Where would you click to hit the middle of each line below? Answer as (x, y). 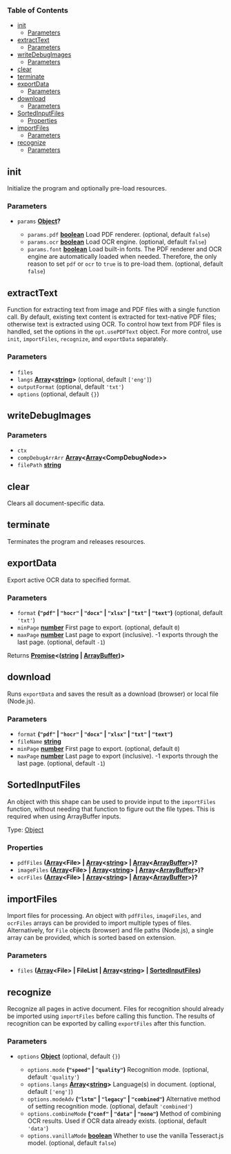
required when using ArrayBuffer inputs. (64, 816)
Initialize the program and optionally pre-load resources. (87, 188)
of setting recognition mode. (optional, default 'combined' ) (110, 1106)
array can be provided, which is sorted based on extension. (92, 937)
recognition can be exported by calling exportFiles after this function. (107, 1024)
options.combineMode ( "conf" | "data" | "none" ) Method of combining (124, 1114)
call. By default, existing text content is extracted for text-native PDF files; (112, 317)
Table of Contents (38, 10)
